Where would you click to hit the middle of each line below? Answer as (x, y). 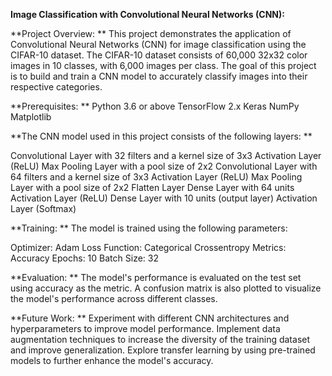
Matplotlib (31, 117)
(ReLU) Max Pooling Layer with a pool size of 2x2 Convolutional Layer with (164, 166)
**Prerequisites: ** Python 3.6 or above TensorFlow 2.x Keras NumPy (155, 106)
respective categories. (56, 87)
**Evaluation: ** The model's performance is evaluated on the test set (156, 277)
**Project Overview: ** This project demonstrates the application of (151, 33)
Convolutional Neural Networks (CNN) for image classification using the (158, 44)
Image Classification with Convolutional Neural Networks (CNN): (147, 14)
